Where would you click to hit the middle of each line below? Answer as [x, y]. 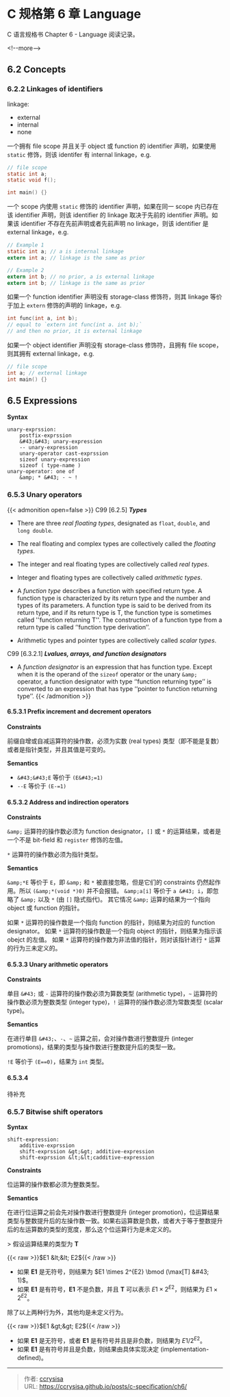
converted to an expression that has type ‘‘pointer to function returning [117, 688]
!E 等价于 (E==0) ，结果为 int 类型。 [57, 1061]
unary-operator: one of [41, 472]
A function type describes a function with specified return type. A [110, 590]
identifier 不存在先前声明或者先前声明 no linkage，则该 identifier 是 [114, 224]
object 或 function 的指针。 [45, 908]
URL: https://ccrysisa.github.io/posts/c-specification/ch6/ [105, 1386]
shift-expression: [33, 1140]
